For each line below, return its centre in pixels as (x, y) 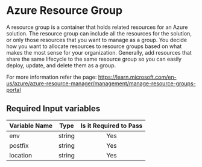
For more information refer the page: (52, 77)
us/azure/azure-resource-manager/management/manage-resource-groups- (101, 83)
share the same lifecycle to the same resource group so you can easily (94, 59)
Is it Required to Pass (112, 126)
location (21, 155)
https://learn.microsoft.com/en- (137, 77)
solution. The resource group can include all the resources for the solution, (99, 33)
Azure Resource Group (64, 11)
